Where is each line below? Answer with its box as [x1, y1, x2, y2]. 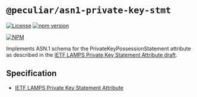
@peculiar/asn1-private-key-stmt [6, 5, 171, 16]
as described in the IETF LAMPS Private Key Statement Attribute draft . [6, 51, 177, 58]
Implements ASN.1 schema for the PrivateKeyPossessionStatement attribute [6, 45, 191, 52]
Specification [6, 69, 57, 79]
